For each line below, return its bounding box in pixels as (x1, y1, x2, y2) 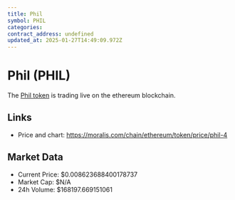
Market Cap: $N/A (17, 177, 71, 186)
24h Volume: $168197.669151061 (17, 185, 113, 194)
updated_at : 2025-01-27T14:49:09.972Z (7, 37, 122, 44)
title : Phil (7, 10, 43, 18)
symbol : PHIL (7, 17, 46, 24)
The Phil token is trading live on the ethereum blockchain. (7, 91, 176, 100)
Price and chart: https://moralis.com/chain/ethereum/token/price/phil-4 (17, 130, 228, 139)
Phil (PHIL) (7, 68, 71, 84)
